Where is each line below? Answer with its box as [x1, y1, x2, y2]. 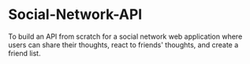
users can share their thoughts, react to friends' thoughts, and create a [8, 40, 239, 49]
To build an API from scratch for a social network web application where [8, 32, 243, 41]
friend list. [8, 48, 41, 58]
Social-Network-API [8, 6, 143, 24]
